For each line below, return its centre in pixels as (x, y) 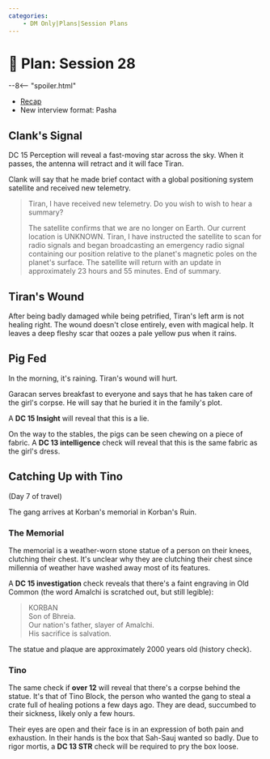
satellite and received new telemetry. (70, 188)
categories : (28, 16)
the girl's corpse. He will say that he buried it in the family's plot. (115, 403)
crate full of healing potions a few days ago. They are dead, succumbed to (132, 705)
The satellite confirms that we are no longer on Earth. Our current (137, 228)
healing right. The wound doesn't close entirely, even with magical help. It (131, 325)
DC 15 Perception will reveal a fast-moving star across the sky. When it (126, 156)
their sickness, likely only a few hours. (72, 714)
